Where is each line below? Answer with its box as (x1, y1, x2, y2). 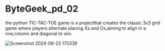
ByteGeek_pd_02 (5, 3, 78, 15)
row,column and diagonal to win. (5, 30, 73, 36)
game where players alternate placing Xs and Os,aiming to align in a (5, 25, 146, 31)
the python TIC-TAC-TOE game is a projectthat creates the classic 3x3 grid (5, 20, 160, 26)
